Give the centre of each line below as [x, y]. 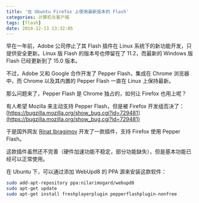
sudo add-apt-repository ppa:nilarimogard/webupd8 [70, 183]
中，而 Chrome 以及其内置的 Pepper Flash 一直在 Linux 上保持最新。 [90, 81]
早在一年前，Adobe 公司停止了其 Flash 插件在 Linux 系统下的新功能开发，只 [99, 46]
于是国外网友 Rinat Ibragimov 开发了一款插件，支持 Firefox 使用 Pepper [93, 132]
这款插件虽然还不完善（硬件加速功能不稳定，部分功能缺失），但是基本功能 [96, 152]
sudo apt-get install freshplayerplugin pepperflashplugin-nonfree [92, 194]
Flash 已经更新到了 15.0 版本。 [43, 61]
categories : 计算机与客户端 [38, 17]
